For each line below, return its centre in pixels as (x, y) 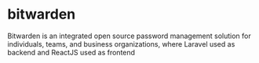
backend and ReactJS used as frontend (71, 52)
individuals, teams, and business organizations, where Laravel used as (121, 44)
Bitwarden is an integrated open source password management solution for (129, 36)
